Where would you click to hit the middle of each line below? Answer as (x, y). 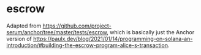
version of (19, 38)
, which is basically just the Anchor (151, 32)
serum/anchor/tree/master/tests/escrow (57, 32)
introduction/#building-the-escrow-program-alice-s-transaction (87, 45)
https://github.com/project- (77, 26)
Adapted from (24, 26)
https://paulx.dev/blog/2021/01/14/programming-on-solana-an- (113, 38)
